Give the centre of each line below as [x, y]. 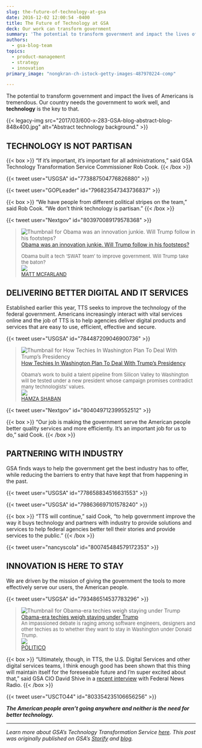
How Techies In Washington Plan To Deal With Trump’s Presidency [103, 363]
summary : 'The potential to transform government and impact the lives [98, 34]
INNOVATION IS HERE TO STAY [65, 566]
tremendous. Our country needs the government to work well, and [88, 103]
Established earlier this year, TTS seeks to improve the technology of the [96, 307]
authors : [17, 40]
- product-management [39, 57]
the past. [17, 481]
